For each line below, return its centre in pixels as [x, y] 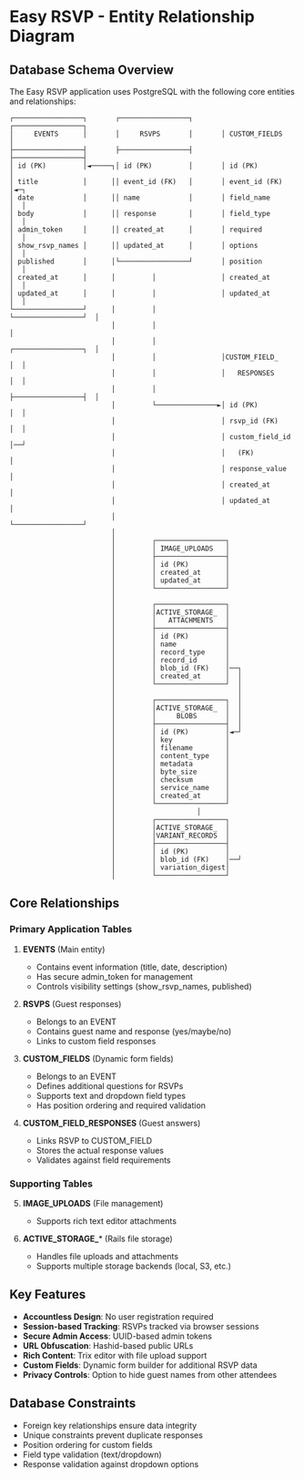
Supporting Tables [51, 1184]
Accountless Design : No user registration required [118, 1316]
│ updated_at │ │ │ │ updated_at [140, 293]
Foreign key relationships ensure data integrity [110, 1425]
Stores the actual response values [100, 1150]
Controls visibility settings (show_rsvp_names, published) [144, 986]
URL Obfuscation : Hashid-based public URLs [108, 1345]
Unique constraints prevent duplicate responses [112, 1435]
